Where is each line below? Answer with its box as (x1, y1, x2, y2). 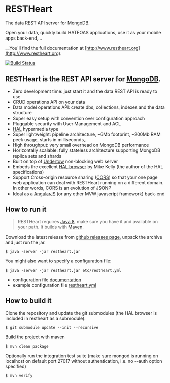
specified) (5, 363, 26, 370)
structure (12, 109, 32, 116)
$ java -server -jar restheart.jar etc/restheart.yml (5, 267, 122, 273)
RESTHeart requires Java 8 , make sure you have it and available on (17, 218, 158, 224)
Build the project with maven (5, 334, 65, 340)
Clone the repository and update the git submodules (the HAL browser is (5, 310, 157, 316)
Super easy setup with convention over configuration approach (12, 115, 145, 121)
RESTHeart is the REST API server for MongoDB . (5, 74, 161, 84)
